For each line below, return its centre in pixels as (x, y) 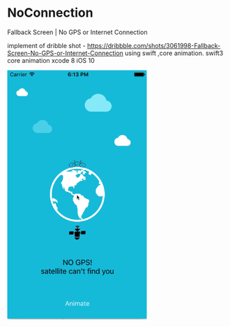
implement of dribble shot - (46, 45)
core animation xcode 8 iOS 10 (51, 60)
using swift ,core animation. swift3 (174, 53)
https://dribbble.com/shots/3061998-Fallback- (154, 45)
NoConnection (50, 13)
